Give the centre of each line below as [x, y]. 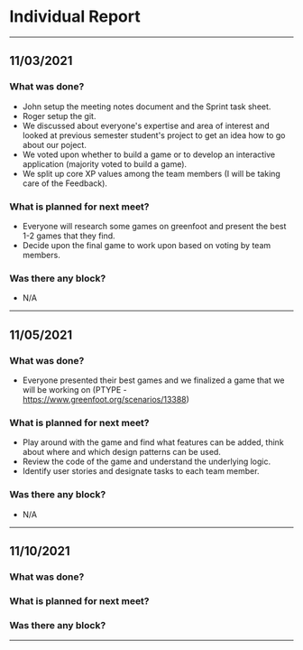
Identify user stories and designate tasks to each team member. [141, 471]
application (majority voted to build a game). [105, 163]
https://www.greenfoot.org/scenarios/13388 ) [106, 399]
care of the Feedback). [65, 183]
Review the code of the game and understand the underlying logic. [147, 461]
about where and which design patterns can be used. [121, 452]
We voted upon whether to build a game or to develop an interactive [149, 154]
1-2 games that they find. [69, 236]
